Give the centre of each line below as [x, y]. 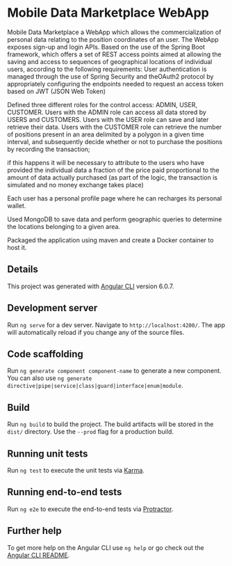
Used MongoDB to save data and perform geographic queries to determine [115, 219]
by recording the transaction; [49, 149]
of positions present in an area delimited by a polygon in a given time [106, 134]
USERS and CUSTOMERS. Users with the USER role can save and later [108, 119]
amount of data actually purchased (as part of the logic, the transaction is [112, 177]
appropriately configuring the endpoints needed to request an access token [115, 84]
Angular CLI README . [39, 555]
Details [23, 269]
